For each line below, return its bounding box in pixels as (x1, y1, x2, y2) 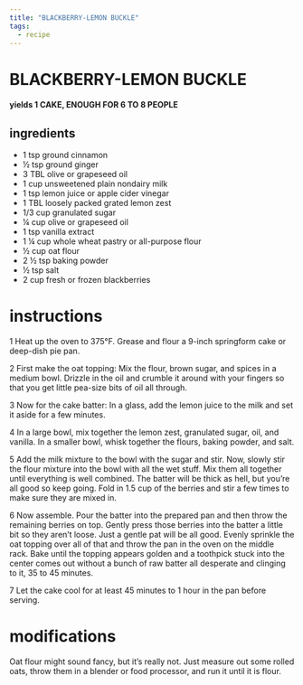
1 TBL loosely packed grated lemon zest (22, 197, 172, 208)
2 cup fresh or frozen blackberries (22, 274, 151, 285)
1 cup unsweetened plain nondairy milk (22, 178, 168, 189)
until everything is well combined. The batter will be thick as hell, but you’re (9, 473, 290, 483)
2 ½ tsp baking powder (22, 255, 109, 266)
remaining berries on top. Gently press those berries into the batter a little (9, 519, 283, 530)
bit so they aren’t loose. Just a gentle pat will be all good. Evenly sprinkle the (9, 529, 295, 540)
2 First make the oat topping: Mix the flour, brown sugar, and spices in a (9, 362, 278, 373)
